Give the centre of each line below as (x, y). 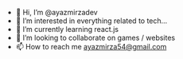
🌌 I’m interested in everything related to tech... (91, 21)
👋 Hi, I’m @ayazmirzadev (56, 12)
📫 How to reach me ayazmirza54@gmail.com (91, 47)
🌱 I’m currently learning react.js (67, 29)
